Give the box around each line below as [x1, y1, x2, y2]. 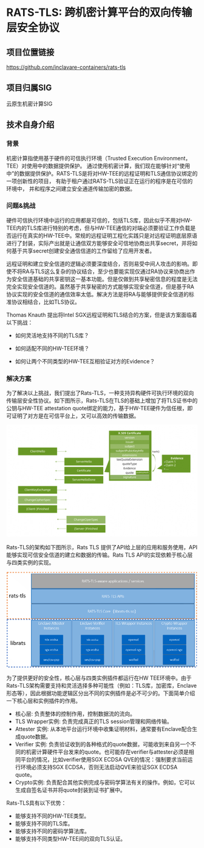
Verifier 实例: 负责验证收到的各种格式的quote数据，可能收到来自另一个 [15, 740, 191, 747]
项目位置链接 [6, 47, 55, 57]
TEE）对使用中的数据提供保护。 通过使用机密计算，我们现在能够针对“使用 [6, 162, 190, 169]
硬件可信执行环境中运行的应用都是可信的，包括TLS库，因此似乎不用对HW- [6, 216, 192, 224]
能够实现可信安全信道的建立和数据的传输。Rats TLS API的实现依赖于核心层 [6, 551, 193, 558]
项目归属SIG [6, 83, 52, 93]
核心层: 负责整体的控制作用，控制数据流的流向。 [15, 710, 135, 717]
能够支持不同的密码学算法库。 [15, 827, 90, 835]
